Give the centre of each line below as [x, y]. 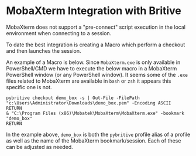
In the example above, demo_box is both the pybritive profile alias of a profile [98, 134]
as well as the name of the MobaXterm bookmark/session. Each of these [94, 140]
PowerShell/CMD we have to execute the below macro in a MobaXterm [92, 68]
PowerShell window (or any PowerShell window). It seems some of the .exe [97, 74]
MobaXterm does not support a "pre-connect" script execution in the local [96, 27]
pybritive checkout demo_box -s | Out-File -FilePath [73, 98]
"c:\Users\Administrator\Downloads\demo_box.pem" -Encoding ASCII [89, 103]
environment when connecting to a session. [59, 33]
